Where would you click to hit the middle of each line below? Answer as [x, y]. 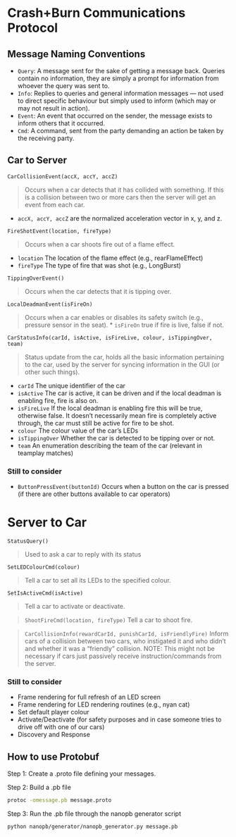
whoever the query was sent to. [63, 86]
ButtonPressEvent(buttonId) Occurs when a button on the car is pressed [123, 487]
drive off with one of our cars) [61, 727]
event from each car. [55, 204]
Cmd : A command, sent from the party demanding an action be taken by [120, 131]
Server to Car [47, 522]
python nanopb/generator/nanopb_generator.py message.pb [93, 827]
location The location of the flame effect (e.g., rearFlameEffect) [110, 258]
